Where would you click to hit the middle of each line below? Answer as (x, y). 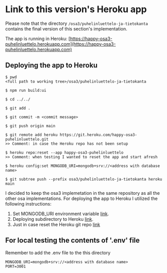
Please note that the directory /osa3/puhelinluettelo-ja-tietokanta (77, 23)
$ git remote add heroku (31, 135)
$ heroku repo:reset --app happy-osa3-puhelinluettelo (64, 152)
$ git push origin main (30, 126)
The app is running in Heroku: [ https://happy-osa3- (59, 39)
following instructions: (28, 203)
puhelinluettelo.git (27, 139)
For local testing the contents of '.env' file (73, 240)
